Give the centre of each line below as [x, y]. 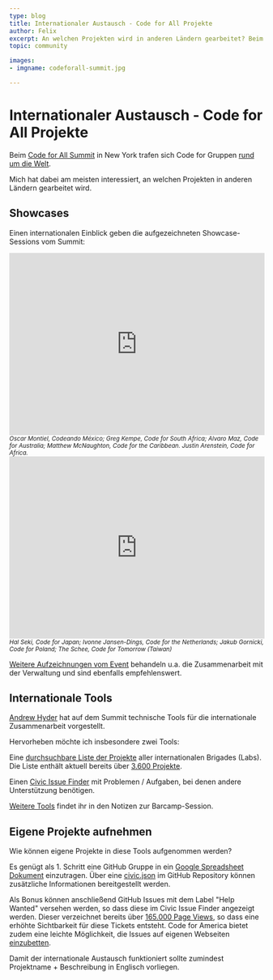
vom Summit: [63, 241]
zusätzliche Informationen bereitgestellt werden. [90, 884]
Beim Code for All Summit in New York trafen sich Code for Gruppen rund [132, 155]
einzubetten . [30, 943]
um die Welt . [30, 164]
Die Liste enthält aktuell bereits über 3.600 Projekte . [96, 766]
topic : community [38, 46]
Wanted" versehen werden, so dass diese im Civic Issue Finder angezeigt [132, 909]
